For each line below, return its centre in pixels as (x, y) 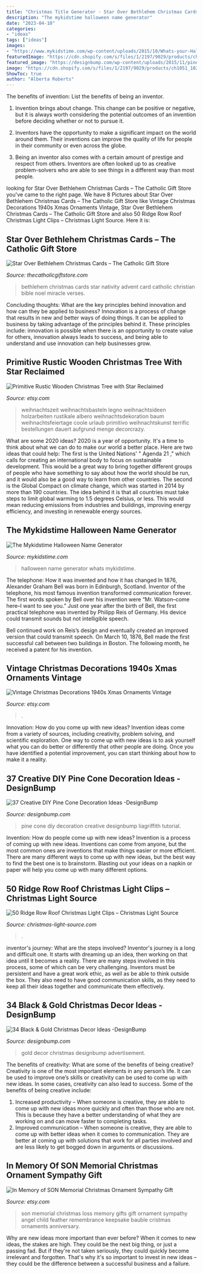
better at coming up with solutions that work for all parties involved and (104, 1140)
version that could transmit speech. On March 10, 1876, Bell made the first (98, 636)
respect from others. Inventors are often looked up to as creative (95, 164)
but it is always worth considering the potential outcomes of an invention (105, 115)
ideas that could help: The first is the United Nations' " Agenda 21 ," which (98, 453)
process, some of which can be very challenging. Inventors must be (91, 967)
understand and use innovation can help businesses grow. (79, 343)
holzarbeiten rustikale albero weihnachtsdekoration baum (92, 416)
